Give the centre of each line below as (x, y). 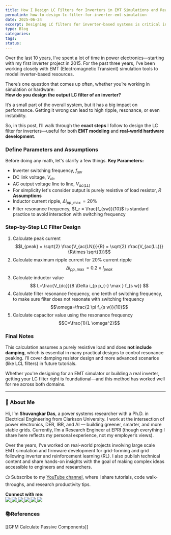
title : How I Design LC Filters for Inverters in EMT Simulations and (82, 10)
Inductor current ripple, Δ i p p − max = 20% (55, 202)
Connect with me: (25, 494)
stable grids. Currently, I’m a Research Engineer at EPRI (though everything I (85, 430)
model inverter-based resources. (40, 74)
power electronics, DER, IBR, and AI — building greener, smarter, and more (83, 424)
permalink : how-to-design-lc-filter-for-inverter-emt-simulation (76, 15)
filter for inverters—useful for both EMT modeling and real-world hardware (85, 131)
